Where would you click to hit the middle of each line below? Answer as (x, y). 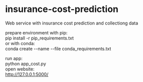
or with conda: (20, 43)
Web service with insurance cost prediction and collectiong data (72, 23)
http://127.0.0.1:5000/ (27, 74)
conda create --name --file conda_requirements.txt (58, 48)
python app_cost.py (26, 63)
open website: (20, 69)
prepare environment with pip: (36, 32)
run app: (14, 58)
